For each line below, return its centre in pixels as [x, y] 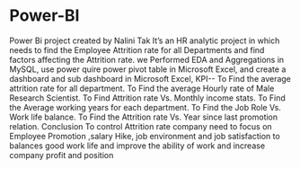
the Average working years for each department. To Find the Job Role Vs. [145, 107]
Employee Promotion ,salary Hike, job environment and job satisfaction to [145, 136]
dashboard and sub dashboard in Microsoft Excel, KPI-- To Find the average [150, 78]
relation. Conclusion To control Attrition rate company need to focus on [141, 126]
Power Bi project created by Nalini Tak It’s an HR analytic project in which [145, 40]
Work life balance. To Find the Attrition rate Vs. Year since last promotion [144, 117]
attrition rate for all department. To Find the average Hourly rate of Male [142, 88]
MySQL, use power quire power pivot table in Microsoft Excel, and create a [148, 69]
